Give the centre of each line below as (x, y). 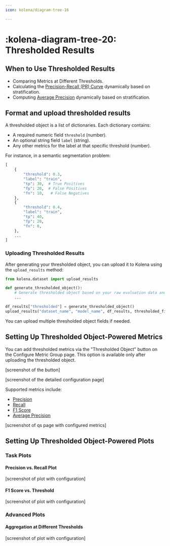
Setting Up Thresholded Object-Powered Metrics (84, 337)
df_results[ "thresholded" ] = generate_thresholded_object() (70, 307)
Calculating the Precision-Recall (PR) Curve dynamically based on (81, 86)
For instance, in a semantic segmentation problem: (58, 155)
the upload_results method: (34, 269)
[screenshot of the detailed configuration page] (55, 379)
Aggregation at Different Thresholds (44, 527)
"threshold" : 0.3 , (43, 174)
